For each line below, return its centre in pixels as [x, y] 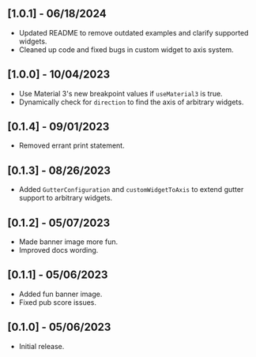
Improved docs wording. [58, 250]
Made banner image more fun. [68, 242]
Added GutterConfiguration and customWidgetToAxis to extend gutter [131, 190]
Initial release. [41, 346]
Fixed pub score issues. [57, 302]
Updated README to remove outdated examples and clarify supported [134, 32]
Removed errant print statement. [72, 145]
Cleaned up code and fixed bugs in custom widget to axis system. [126, 49]
